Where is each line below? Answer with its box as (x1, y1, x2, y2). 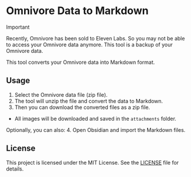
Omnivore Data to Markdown (6, 4, 149, 18)
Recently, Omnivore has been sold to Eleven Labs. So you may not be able (6, 35, 185, 42)
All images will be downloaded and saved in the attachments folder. (14, 115, 177, 122)
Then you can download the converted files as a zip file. (14, 104, 151, 111)
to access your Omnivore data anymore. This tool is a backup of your (6, 41, 173, 48)
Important (6, 23, 30, 30)
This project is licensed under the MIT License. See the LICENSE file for (6, 159, 179, 166)
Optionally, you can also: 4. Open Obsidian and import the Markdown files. (6, 126, 186, 133)
